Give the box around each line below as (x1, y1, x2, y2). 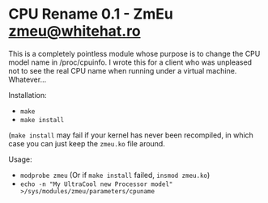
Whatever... (8, 74, 47, 84)
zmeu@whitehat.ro (8, 22, 141, 40)
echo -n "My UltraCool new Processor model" (19, 180, 173, 188)
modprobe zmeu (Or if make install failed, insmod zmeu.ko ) (19, 170, 211, 180)
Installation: (8, 90, 47, 99)
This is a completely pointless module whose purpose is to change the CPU (8, 49, 261, 58)
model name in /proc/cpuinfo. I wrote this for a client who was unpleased (8, 57, 253, 67)
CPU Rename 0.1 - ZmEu (8, 5, 174, 23)
